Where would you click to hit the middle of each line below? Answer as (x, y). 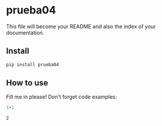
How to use (27, 83)
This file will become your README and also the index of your (81, 26)
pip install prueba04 (33, 64)
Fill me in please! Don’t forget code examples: (62, 97)
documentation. (25, 32)
